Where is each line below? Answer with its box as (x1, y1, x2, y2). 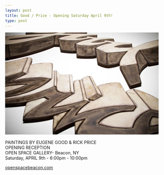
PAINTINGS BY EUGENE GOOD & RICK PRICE (5, 140, 97, 146)
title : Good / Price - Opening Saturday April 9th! (5, 13, 113, 18)
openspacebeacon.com (5, 165, 53, 171)
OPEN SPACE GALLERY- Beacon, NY (5, 150, 80, 156)
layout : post (5, 8, 32, 13)
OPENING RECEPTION (5, 145, 51, 150)
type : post (5, 18, 27, 23)
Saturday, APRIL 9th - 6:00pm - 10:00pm (5, 155, 88, 161)
